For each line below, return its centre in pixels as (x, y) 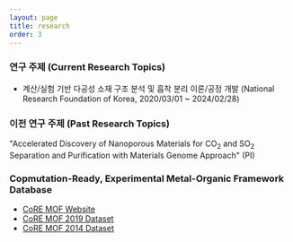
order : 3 (26, 34)
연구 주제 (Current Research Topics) (88, 67)
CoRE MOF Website (59, 209)
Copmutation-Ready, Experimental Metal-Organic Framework (147, 178)
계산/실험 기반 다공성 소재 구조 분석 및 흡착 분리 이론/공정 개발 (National (148, 88)
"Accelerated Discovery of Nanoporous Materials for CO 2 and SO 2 (132, 144)
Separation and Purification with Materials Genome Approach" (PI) (132, 155)
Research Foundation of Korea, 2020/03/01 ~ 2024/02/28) (131, 99)
